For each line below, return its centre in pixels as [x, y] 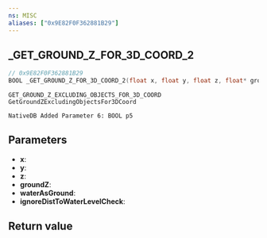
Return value [41, 226]
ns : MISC [23, 15]
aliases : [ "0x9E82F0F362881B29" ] [64, 23]
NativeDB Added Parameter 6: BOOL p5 [71, 116]
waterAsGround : [48, 193]
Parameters [38, 140]
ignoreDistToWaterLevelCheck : [72, 201]
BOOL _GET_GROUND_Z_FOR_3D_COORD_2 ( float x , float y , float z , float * [128, 81]
